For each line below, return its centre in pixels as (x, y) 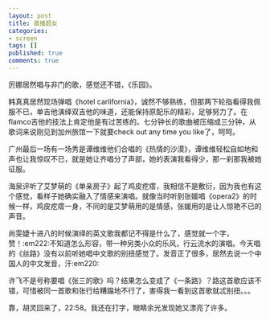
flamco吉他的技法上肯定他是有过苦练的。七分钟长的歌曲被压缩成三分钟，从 (133, 121)
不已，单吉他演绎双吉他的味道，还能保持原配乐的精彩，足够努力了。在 (131, 111)
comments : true (34, 61)
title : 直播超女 (33, 23)
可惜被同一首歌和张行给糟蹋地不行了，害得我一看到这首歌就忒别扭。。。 (138, 290)
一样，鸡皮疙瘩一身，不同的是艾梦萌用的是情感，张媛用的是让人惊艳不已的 (138, 206)
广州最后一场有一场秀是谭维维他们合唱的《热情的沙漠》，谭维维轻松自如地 (130, 149)
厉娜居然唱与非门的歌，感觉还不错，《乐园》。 (82, 84)
